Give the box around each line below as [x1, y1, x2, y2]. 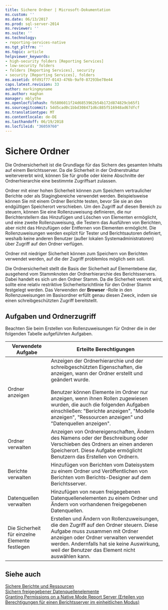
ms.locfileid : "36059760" [5, 124, 59, 129]
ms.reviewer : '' [5, 26, 39, 31]
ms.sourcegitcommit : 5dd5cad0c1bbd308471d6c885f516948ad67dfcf [5, 105, 140, 110]
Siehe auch [5, 570, 41, 578]
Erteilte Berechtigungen [76, 346, 135, 353]
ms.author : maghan [5, 91, 43, 96]
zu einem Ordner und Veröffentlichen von [50, 468, 148, 475]
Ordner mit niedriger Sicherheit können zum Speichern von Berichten [5, 251, 148, 257]
